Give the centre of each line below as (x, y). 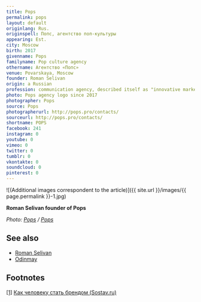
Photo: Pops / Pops (30, 219)
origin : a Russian (29, 84)
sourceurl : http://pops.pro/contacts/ (54, 117)
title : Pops (21, 12)
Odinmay (26, 259)
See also (22, 238)
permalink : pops (26, 17)
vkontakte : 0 (22, 162)
